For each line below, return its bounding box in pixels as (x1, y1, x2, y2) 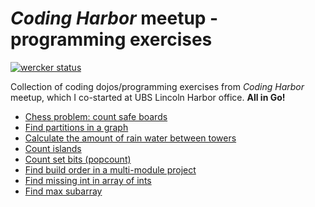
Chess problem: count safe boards (24, 110, 168, 122)
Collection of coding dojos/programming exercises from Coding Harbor (10, 80, 305, 92)
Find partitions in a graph (24, 121, 129, 133)
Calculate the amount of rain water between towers (24, 132, 237, 144)
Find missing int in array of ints (24, 174, 152, 186)
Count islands (24, 142, 82, 154)
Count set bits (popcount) (24, 153, 132, 165)
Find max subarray (24, 185, 103, 197)
